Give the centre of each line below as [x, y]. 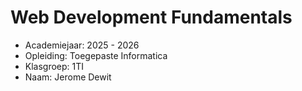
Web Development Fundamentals [151, 17]
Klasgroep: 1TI [54, 66]
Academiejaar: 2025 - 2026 [82, 45]
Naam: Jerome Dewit [68, 77]
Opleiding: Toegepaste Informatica [96, 55]
